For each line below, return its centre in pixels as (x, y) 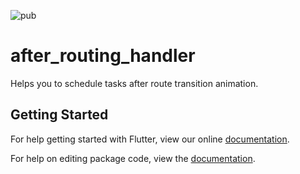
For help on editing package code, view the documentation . (133, 158)
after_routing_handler (103, 56)
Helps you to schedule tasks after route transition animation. (134, 83)
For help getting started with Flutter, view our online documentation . (150, 139)
